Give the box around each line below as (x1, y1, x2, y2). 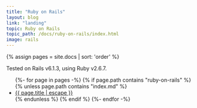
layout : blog (6, 14, 39, 20)
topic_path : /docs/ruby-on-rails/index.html (6, 31, 119, 37)
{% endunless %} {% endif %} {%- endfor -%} (14, 95, 131, 103)
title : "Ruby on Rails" (6, 8, 66, 15)
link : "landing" (6, 20, 47, 26)
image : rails (6, 37, 39, 43)
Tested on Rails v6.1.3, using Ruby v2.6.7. (6, 65, 107, 72)
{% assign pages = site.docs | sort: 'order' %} (6, 53, 120, 60)
